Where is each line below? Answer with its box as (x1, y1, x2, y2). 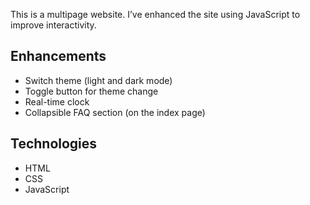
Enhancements (10, 48, 107, 65)
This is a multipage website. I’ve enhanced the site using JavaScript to (10, 9, 301, 20)
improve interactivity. (10, 19, 97, 31)
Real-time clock (24, 95, 90, 108)
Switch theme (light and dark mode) (24, 74, 173, 86)
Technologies (10, 135, 98, 153)
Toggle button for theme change (24, 85, 159, 97)
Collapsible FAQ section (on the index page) (24, 106, 206, 118)
